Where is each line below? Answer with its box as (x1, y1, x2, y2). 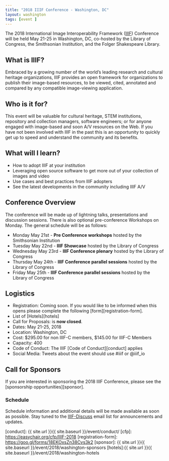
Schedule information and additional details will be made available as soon (5, 408, 159, 414)
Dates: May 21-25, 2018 (12, 324, 62, 330)
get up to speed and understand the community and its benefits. (5, 134, 139, 140)
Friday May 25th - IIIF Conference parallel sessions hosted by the (12, 269, 150, 275)
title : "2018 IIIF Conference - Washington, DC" (5, 7, 109, 13)
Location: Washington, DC (12, 329, 67, 335)
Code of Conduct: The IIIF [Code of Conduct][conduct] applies (12, 345, 143, 351)
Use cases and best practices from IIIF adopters (12, 178, 112, 184)
